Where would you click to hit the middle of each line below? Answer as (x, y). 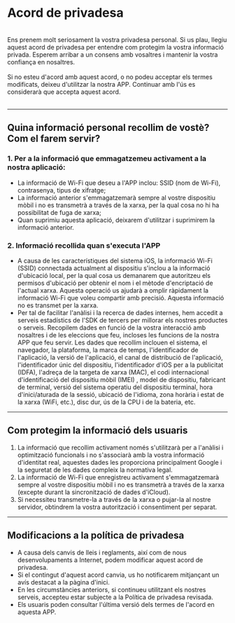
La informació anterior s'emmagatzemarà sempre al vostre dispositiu (116, 197)
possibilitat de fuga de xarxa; (59, 212)
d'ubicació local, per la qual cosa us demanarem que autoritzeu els (114, 275)
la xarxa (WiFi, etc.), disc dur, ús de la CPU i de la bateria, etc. (106, 402)
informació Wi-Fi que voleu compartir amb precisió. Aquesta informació (121, 297)
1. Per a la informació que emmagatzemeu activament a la (107, 159)
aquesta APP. (37, 612)
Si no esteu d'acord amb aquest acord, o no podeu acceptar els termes (110, 77)
